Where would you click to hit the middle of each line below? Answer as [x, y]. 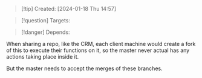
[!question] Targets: [46, 20]
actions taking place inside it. [43, 57]
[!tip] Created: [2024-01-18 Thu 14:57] [69, 9]
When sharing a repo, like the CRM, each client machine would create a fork [101, 44]
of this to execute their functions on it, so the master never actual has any [98, 50]
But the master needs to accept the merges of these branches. [84, 68]
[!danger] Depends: [45, 32]
